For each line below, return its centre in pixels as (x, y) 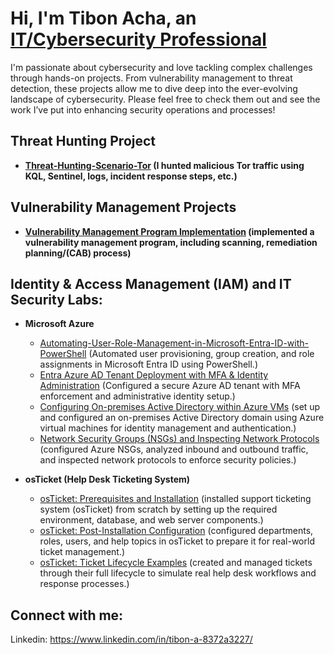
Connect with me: (67, 615)
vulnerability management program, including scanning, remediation (171, 242)
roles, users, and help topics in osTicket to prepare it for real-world (177, 541)
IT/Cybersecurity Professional (138, 39)
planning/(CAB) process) (78, 253)
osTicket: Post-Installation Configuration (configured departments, (176, 531)
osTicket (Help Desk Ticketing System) (107, 479)
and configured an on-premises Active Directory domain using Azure (182, 418)
